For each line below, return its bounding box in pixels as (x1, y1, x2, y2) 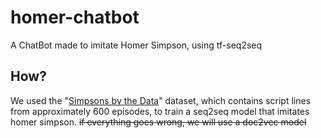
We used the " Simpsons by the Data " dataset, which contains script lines (10, 94, 312, 106)
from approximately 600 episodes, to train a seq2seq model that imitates (10, 105, 310, 117)
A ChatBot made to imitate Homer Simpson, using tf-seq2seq (10, 39, 263, 51)
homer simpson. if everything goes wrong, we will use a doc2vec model (10, 116, 307, 128)
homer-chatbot (10, 6, 140, 29)
